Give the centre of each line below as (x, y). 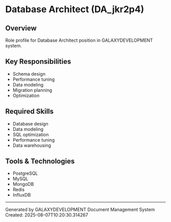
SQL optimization (31, 134)
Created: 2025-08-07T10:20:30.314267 (47, 215)
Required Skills (30, 112)
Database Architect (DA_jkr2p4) (75, 9)
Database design (30, 123)
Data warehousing (32, 145)
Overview (21, 28)
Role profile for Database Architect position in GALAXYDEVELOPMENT (79, 40)
